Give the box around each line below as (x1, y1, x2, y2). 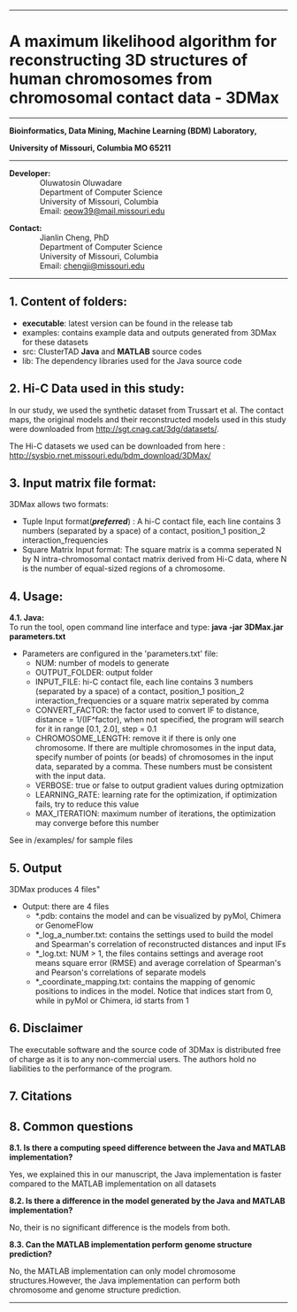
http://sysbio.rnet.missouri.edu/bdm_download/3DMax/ (9, 450, 211, 460)
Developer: (9, 167, 51, 178)
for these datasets (21, 336, 89, 347)
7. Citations (9, 1089, 72, 1104)
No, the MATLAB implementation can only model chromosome (9, 1266, 236, 1277)
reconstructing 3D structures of (9, 50, 248, 71)
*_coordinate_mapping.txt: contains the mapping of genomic (34, 976, 256, 987)
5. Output (9, 861, 62, 876)
